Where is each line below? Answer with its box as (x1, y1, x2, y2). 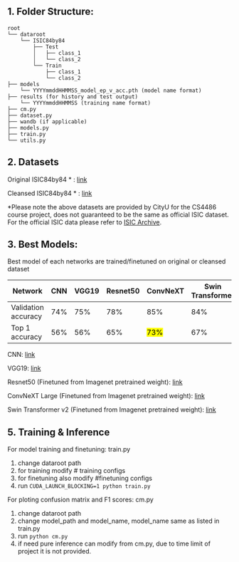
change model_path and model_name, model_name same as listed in (17, 516, 220, 526)
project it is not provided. (17, 547, 92, 556)
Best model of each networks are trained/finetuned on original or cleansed (7, 257, 226, 266)
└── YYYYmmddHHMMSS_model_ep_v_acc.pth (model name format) (20, 87, 202, 94)
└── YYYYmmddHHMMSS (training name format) (20, 99, 152, 106)
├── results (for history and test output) (7, 93, 139, 100)
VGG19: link (7, 364, 41, 373)
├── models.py (7, 124, 50, 131)
